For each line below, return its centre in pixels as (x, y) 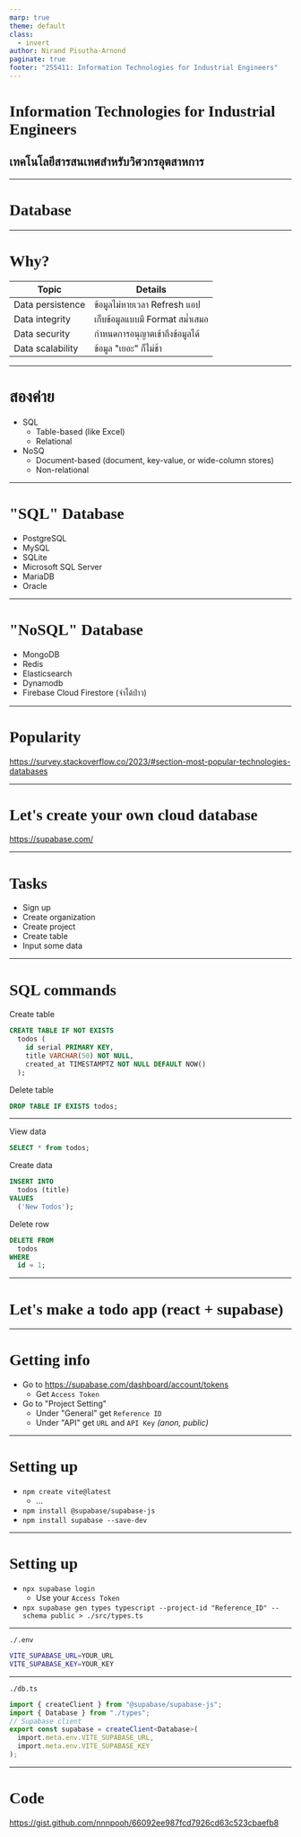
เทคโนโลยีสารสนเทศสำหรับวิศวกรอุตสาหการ (107, 162)
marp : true (30, 18)
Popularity (45, 737)
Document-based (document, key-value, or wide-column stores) (155, 460)
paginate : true (38, 59)
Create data (31, 1165)
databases (29, 771)
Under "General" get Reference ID (99, 1413)
